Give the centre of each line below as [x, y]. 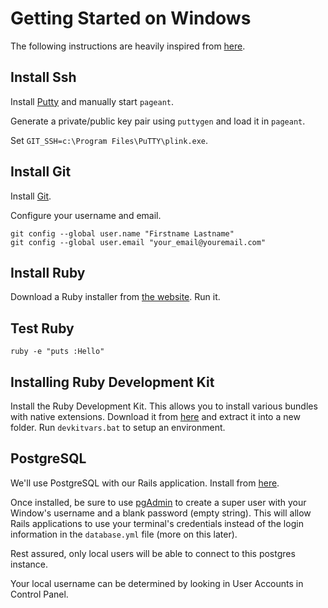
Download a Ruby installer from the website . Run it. [115, 297]
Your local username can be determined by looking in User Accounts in [157, 583]
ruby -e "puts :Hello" [57, 352]
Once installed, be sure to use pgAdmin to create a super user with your [158, 502]
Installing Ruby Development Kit [112, 382]
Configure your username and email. [86, 215]
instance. [29, 564]
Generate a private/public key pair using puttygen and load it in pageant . [158, 121]
